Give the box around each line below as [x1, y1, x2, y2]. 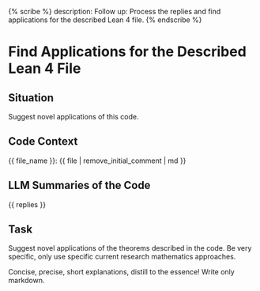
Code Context [8, 134, 78, 149]
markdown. [8, 276, 45, 285]
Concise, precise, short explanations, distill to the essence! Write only [8, 267, 235, 277]
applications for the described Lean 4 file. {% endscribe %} [8, 15, 202, 25]
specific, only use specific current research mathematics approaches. [8, 252, 236, 262]
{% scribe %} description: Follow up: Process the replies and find [8, 7, 221, 16]
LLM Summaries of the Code [8, 179, 151, 192]
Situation [8, 91, 54, 104]
